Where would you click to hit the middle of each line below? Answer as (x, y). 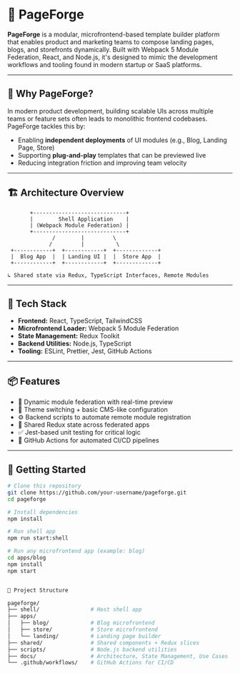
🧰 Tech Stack (37, 304)
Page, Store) (36, 147)
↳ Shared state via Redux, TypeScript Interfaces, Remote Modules (108, 275)
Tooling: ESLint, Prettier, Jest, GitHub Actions (85, 351)
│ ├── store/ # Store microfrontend (83, 629)
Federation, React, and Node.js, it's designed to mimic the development (112, 57)
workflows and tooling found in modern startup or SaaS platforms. (105, 64)
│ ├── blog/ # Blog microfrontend (81, 623)
